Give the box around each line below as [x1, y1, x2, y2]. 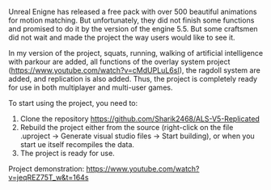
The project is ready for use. [19, 149, 115, 158]
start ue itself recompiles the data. [19, 140, 135, 149]
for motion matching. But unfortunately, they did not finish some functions [8, 15, 255, 25]
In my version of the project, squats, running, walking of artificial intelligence [8, 49, 264, 57]
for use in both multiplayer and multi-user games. [8, 82, 173, 92]
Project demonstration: [8, 164, 85, 173]
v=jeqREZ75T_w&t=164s [8, 173, 89, 182]
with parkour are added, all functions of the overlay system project [8, 57, 231, 66]
